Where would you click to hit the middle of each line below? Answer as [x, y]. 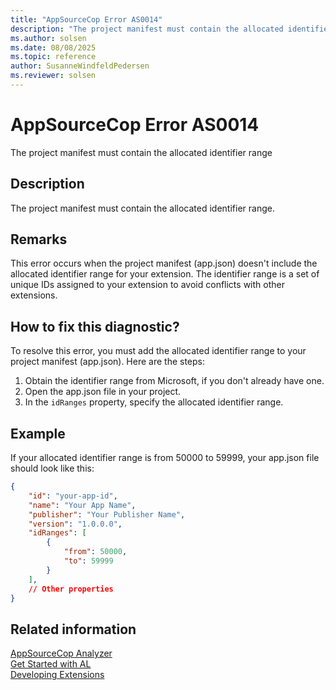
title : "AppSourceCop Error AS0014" [86, 19]
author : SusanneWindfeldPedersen [80, 66]
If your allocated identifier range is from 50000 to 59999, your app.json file [165, 458]
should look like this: [52, 468]
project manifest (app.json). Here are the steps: [108, 362]
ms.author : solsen [48, 38]
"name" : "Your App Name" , [82, 505]
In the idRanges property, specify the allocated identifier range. [154, 402]
